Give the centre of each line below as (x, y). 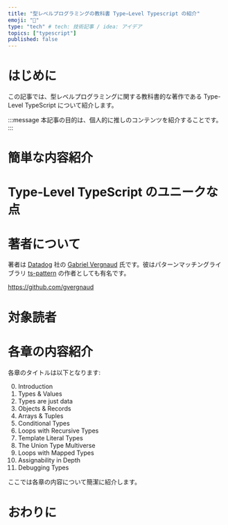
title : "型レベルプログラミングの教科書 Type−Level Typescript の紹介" (104, 14)
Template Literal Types (51, 437)
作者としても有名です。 (97, 273)
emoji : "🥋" (24, 20)
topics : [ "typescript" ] (42, 33)
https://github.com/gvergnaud (51, 287)
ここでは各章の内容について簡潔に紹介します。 (74, 482)
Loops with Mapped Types (56, 453)
